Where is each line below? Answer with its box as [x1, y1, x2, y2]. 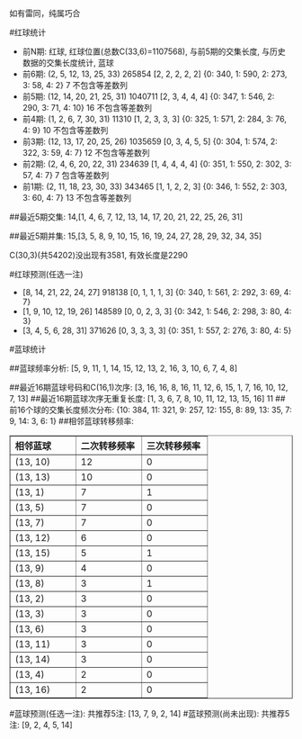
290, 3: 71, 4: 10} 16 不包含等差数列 [22, 103, 153, 113]
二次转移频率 [80, 440, 136, 452]
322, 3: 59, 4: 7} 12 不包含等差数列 [22, 148, 150, 158]
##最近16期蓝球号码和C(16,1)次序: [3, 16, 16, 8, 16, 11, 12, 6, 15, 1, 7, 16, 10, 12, [9, 382, 289, 392]
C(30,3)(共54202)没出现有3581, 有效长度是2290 [9, 250, 189, 260]
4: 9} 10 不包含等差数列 [22, 125, 109, 135]
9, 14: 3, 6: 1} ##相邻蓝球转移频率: [9, 416, 135, 426]
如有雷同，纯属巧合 [9, 8, 81, 18]
